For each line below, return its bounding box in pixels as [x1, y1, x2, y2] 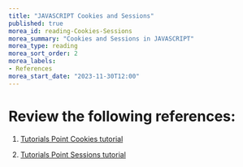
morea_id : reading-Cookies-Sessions [8, 27, 132, 35]
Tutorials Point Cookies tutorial [20, 134, 124, 143]
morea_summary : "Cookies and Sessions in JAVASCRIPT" [8, 34, 195, 43]
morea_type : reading [8, 42, 79, 50]
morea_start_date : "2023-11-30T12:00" [8, 72, 140, 80]
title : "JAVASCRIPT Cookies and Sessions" [8, 11, 154, 20]
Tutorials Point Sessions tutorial [20, 149, 126, 159]
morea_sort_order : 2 [8, 49, 79, 58]
